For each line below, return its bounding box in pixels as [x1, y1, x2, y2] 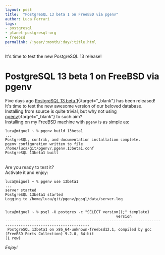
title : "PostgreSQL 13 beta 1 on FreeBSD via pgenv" [5, 12, 119, 17]
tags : [5, 21, 16, 26]
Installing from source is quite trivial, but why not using [5, 108, 117, 114]
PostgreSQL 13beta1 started [5, 192, 63, 197]
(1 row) [5, 236, 21, 241]
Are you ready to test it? [5, 164, 55, 170]
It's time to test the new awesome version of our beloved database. [5, 103, 143, 109]
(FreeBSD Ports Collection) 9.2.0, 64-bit [5, 231, 94, 236]
